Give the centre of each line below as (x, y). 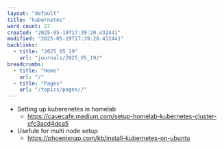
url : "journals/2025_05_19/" (61, 58)
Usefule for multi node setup (57, 131)
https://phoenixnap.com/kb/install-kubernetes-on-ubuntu (109, 138)
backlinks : (23, 45)
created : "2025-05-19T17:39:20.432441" (64, 32)
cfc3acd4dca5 (48, 124)
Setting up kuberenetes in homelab (66, 109)
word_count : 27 (29, 26)
